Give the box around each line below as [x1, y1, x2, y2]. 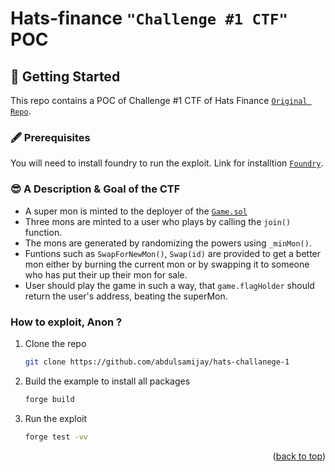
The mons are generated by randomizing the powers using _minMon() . [24, 237, 312, 249]
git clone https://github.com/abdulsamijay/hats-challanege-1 [24, 357, 290, 367]
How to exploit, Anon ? [10, 315, 123, 329]
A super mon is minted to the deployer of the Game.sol [24, 205, 248, 217]
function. [24, 226, 63, 238]
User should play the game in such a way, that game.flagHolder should [24, 279, 315, 291]
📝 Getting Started [10, 68, 121, 85]
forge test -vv [24, 432, 89, 442]
